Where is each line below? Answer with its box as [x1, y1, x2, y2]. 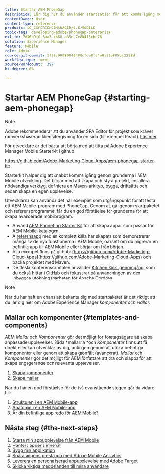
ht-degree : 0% [5, 67, 34, 72]
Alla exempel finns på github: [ [12, 249, 74, 254]
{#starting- [103, 92, 151, 103]
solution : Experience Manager [5, 39, 67, 44]
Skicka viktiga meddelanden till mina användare [12, 463, 109, 469]
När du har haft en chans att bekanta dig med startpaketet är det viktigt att [5, 294, 156, 300]
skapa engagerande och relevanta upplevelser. [5, 360, 100, 366]
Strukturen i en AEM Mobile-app [12, 399, 78, 405]
